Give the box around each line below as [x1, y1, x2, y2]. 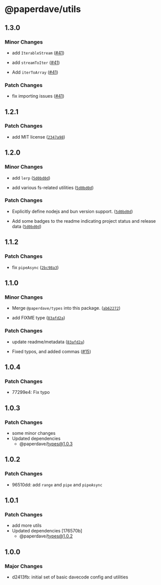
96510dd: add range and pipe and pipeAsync [11, 481, 103, 487]
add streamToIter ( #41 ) [11, 59, 60, 66]
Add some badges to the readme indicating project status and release [11, 218, 156, 224]
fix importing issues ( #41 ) [11, 93, 64, 99]
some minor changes [11, 430, 56, 436]
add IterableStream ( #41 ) [11, 50, 64, 56]
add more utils [11, 522, 42, 528]
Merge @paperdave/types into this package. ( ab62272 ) [11, 305, 121, 311]
